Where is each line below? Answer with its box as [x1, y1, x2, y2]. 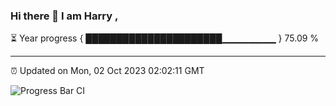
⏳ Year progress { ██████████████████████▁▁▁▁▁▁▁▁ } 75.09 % [10, 32, 320, 44]
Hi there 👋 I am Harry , [10, 9, 119, 23]
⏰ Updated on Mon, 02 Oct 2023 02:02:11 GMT [10, 65, 205, 77]
